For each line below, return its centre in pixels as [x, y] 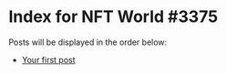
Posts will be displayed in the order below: [88, 42]
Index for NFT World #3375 [113, 17]
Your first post [48, 59]
